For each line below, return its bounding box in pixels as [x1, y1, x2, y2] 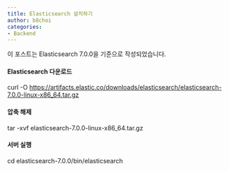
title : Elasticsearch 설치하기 [7, 10, 93, 18]
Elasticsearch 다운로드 [7, 67, 72, 76]
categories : [7, 23, 42, 30]
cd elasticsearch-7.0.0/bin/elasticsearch [7, 156, 124, 165]
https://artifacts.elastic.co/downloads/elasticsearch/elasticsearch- [29, 83, 222, 92]
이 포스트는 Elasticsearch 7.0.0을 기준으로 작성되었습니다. [7, 50, 166, 58]
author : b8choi [7, 17, 52, 24]
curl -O [7, 83, 28, 92]
